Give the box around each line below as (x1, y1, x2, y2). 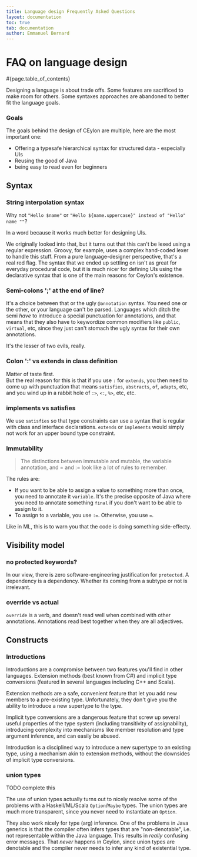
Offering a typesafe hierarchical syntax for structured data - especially (14, 145, 186, 152)
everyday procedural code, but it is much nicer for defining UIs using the (6, 266, 182, 273)
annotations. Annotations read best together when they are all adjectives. (6, 618, 183, 625)
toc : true (6, 19, 31, 25)
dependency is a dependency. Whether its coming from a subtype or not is (6, 577, 188, 584)
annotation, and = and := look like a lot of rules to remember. (20, 464, 168, 471)
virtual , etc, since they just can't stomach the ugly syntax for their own (6, 324, 181, 332)
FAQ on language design (6, 56, 128, 69)
